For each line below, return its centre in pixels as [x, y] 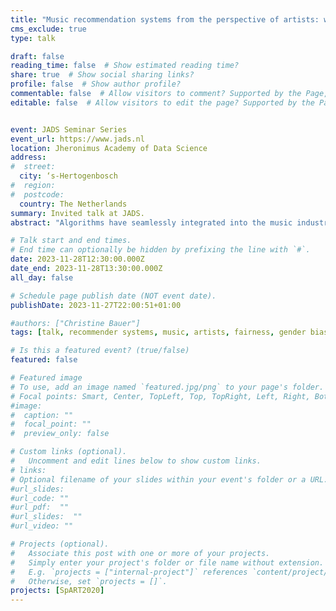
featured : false [44, 360]
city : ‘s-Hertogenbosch [68, 176]
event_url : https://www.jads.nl [77, 139]
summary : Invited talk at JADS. [77, 213]
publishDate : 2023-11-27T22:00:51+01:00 [96, 305]
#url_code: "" [40, 498]
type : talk [33, 38]
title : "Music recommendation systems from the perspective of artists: [165, 19]
